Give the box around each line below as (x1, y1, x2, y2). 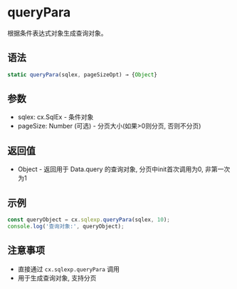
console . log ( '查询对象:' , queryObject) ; (7, 223, 125, 230)
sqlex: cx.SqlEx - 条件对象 (17, 113, 94, 121)
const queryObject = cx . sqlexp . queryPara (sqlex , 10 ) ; (7, 216, 171, 223)
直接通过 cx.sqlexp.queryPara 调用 (17, 265, 120, 273)
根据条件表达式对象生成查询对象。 (7, 29, 107, 37)
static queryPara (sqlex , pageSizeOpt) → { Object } (7, 71, 158, 78)
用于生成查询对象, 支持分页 (17, 273, 97, 282)
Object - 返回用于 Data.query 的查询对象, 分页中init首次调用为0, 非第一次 (17, 165, 231, 173)
